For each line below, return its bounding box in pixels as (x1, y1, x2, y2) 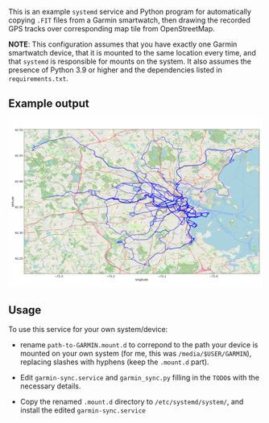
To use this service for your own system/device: (8, 325, 168, 335)
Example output (8, 97, 90, 111)
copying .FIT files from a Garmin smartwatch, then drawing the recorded (8, 15, 251, 25)
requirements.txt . (8, 74, 68, 83)
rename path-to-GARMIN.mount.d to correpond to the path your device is (19, 340, 259, 350)
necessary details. (19, 381, 81, 391)
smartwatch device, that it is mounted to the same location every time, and (8, 48, 256, 57)
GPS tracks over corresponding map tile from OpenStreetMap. (8, 24, 215, 33)
